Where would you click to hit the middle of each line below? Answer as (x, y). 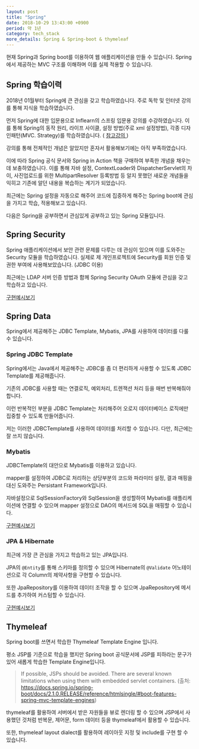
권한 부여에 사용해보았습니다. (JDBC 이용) (55, 265)
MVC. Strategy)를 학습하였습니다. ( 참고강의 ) (75, 135)
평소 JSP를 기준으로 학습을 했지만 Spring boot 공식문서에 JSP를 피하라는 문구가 (99, 654)
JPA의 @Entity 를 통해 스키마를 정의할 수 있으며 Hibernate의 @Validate (89, 568)
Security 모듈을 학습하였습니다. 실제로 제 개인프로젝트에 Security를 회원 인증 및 (99, 257)
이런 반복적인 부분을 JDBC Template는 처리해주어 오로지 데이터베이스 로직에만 (97, 408)
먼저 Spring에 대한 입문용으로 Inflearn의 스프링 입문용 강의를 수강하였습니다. (95, 120)
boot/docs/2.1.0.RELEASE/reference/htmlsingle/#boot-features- (99, 694)
